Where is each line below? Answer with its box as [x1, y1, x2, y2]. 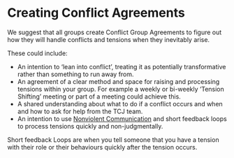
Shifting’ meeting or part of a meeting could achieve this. [17, 92, 182, 101]
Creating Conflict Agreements [7, 5, 185, 21]
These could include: [7, 49, 68, 57]
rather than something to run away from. [17, 70, 134, 78]
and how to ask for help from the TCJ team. [17, 107, 143, 115]
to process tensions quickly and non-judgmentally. [17, 122, 163, 130]
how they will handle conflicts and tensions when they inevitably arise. [7, 35, 210, 43]
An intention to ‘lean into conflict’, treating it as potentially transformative [17, 62, 226, 71]
